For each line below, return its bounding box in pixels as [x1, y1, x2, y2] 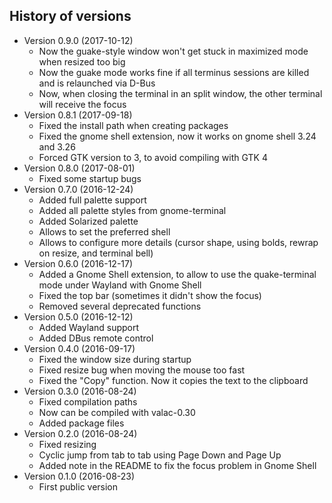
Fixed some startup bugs [38, 172, 142, 184]
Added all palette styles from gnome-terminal [38, 204, 227, 216]
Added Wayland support [38, 321, 140, 333]
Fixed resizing [38, 438, 97, 450]
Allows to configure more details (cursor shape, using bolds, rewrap [38, 236, 319, 248]
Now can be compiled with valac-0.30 [38, 406, 196, 418]
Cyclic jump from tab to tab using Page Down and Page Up [38, 449, 282, 461]
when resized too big [38, 55, 126, 68]
